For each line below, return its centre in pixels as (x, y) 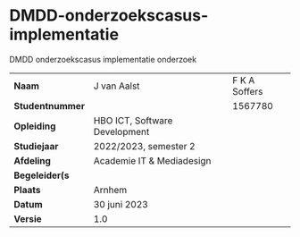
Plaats (27, 190)
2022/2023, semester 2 (144, 146)
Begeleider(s (42, 175)
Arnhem (110, 190)
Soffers (247, 91)
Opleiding (35, 126)
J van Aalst (117, 86)
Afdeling (33, 160)
